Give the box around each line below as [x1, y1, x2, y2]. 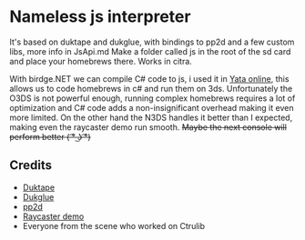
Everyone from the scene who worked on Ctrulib [22, 220, 206, 231]
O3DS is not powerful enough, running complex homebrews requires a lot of [9, 93, 296, 104]
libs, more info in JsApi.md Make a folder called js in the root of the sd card [9, 45, 291, 56]
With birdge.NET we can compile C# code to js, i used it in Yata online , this [9, 73, 290, 84]
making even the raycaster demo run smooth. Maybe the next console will [9, 121, 287, 133]
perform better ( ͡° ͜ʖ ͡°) [9, 131, 91, 142]
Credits [9, 157, 53, 174]
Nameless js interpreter [9, 6, 191, 27]
